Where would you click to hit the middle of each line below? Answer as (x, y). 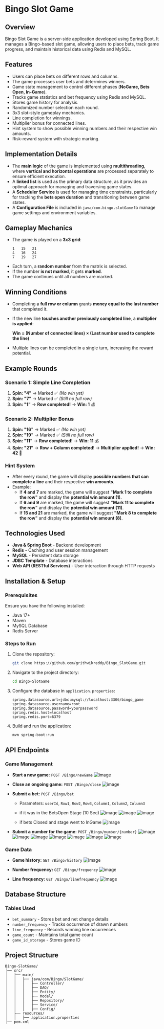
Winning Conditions (36, 292)
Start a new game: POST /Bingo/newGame (52, 775)
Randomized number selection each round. (55, 107)
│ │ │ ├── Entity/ (30, 992)
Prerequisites (21, 595)
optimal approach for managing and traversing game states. (72, 186)
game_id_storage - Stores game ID (46, 940)
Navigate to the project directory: (45, 672)
